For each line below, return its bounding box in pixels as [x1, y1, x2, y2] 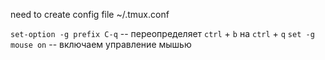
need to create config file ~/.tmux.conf [10, 9, 170, 20]
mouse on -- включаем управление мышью [10, 39, 192, 50]
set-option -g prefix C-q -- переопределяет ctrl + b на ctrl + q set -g [10, 28, 315, 39]
